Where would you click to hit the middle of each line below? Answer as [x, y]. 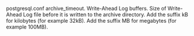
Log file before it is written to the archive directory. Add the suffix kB [106, 15]
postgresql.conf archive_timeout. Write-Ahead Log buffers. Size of [86, 8]
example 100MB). [27, 27]
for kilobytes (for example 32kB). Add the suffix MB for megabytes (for [91, 21]
